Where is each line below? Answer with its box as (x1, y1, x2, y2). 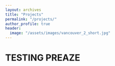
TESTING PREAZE (5, 52, 80, 63)
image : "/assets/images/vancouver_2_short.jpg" (9, 30, 111, 35)
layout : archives (5, 7, 41, 12)
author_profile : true (5, 21, 50, 26)
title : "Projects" (5, 12, 43, 17)
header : (5, 26, 21, 31)
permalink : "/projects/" (5, 16, 57, 21)
